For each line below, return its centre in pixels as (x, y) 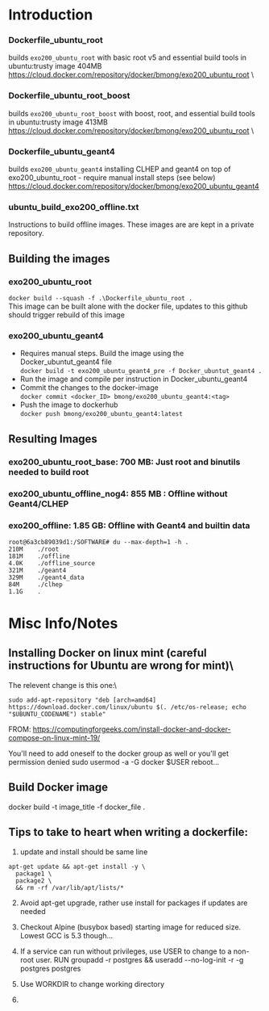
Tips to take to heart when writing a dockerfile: (128, 832)
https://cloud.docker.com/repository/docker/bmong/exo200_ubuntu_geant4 (134, 187)
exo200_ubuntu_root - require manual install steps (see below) (112, 178)
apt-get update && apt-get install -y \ (77, 866)
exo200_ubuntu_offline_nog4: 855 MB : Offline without (118, 493)
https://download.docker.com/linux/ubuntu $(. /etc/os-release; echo (128, 707)
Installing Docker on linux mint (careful (108, 653)
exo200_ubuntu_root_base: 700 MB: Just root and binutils (124, 462)
